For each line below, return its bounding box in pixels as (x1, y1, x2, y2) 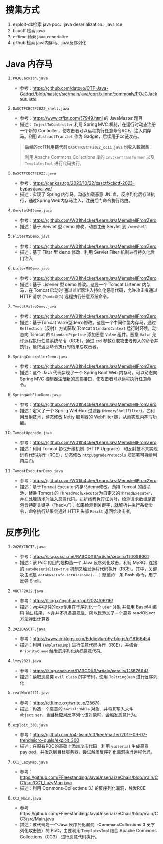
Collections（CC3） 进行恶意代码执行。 (19, 834, 99, 840)
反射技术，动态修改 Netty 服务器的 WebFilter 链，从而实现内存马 (24, 414, 153, 420)
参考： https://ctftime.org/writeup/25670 (19, 700, 100, 706)
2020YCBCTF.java (12, 544, 46, 549)
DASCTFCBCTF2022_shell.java (12, 106, 69, 111)
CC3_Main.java (12, 796, 41, 801)
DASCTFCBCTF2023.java (12, 171, 56, 176)
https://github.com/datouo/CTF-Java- (33, 85, 109, 91)
